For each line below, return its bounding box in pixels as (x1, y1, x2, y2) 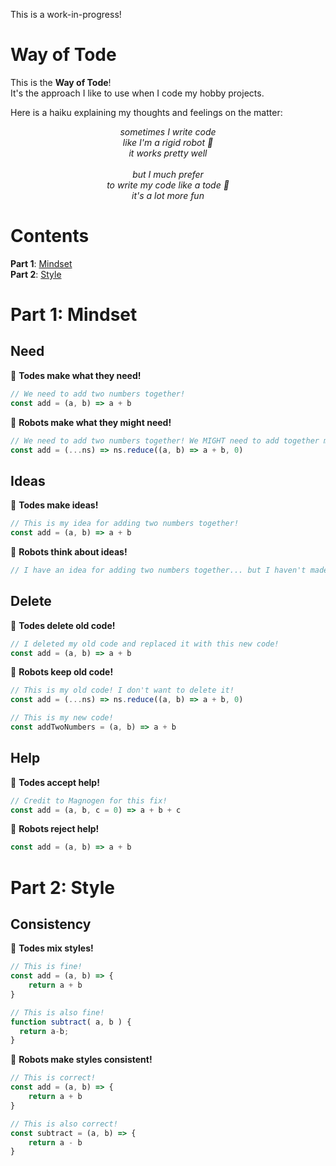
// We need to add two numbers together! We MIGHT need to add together (10, 435, 320, 446)
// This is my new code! (10, 713, 114, 723)
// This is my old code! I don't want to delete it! (10, 685, 235, 696)
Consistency (10, 915, 92, 933)
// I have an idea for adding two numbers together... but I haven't (10, 565, 307, 575)
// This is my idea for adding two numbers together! (10, 519, 240, 529)
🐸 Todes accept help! (10, 776, 100, 788)
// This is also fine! (10, 1007, 105, 1018)
